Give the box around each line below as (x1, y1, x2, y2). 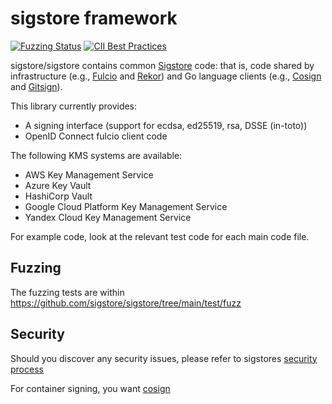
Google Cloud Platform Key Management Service (24, 200, 228, 212)
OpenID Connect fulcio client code (24, 130, 168, 142)
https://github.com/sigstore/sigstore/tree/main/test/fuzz (10, 297, 242, 309)
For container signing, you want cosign (10, 382, 171, 394)
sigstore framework (10, 7, 178, 30)
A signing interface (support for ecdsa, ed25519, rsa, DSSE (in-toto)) (24, 119, 308, 131)
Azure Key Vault (24, 179, 92, 191)
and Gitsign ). (10, 80, 63, 92)
